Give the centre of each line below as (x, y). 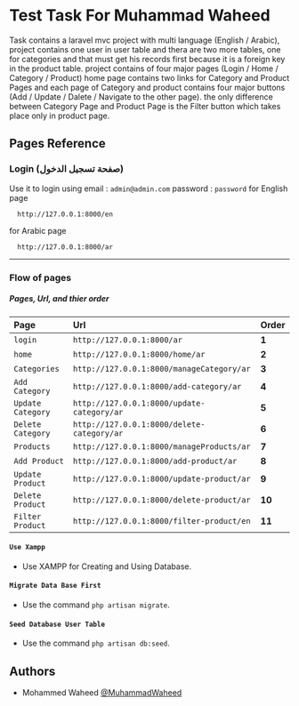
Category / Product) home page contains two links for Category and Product (149, 77)
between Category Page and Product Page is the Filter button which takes (145, 106)
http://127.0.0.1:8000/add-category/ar (157, 386)
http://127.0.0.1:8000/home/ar (139, 354)
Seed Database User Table (57, 624)
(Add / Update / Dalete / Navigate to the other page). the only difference (141, 96)
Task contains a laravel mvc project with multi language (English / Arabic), (145, 40)
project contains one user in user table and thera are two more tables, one (145, 49)
